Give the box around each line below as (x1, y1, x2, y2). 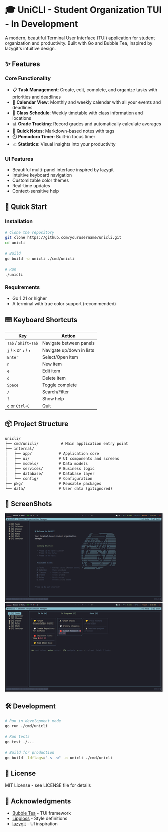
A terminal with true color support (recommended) (12, 300, 116, 306)
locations (12, 115, 31, 121)
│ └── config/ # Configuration (5, 476, 93, 481)
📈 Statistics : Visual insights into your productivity (12, 141, 116, 147)
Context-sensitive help (12, 188, 59, 194)
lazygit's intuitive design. (5, 45, 56, 51)
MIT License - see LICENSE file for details (5, 782, 91, 788)
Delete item (42, 375, 66, 381)
